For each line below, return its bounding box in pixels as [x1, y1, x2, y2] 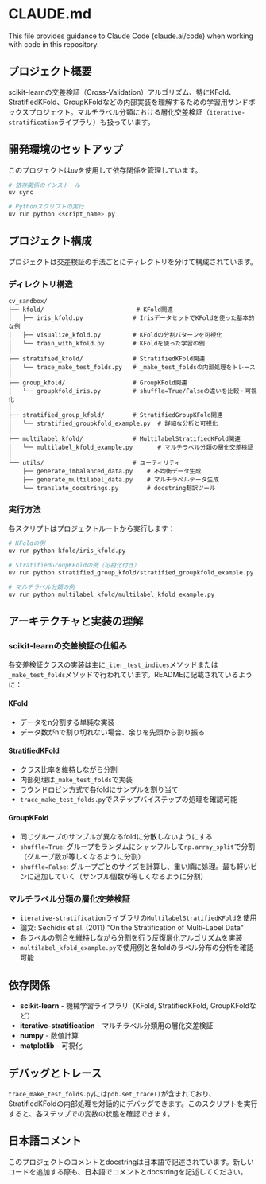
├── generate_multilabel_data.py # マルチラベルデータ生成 [22, 476, 220, 484]
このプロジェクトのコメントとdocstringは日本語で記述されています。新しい [8, 1157, 254, 1166]
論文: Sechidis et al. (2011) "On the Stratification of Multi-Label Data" [19, 923, 245, 933]
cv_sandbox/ [8, 298, 48, 306]
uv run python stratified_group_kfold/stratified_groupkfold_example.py [8, 569, 254, 577]
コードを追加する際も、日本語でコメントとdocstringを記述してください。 [8, 1166, 248, 1176]
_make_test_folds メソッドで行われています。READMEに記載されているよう [8, 670, 253, 680]
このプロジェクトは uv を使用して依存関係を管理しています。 [8, 165, 202, 175]
